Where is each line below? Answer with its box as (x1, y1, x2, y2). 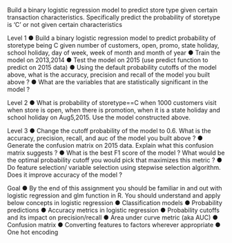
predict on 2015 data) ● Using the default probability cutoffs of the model (7, 64, 217, 71)
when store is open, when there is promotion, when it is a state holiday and (7, 106, 220, 114)
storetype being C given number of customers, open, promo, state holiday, (7, 41, 220, 49)
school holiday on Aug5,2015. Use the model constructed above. (7, 113, 191, 121)
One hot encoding (7, 228, 59, 236)
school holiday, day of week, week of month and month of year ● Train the (7, 48, 221, 57)
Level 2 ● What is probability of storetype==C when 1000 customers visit (7, 99, 217, 106)
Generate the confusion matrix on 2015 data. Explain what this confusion (7, 142, 214, 149)
